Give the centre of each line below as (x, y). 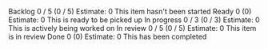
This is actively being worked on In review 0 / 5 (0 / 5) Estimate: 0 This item (132, 28)
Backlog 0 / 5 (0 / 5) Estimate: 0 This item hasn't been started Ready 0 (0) (130, 11)
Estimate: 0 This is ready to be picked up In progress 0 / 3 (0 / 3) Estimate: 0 (134, 20)
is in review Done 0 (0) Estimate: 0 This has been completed (108, 36)
